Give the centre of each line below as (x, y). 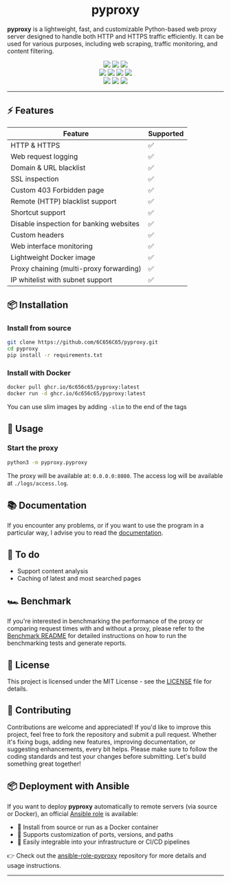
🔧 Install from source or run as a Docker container (88, 827)
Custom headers (37, 235)
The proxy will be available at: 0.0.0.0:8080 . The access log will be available (115, 475)
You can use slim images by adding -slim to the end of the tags (97, 407)
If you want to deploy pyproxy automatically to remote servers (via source (112, 806)
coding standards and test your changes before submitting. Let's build (107, 756)
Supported (166, 133)
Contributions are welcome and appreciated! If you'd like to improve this (109, 727)
